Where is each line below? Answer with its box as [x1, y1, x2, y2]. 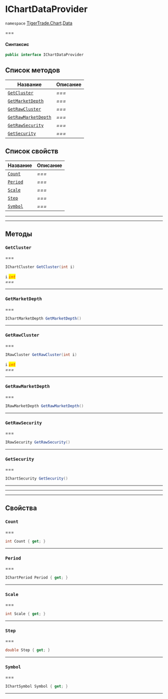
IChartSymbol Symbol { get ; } [5, 684, 68, 689]
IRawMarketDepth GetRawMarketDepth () [5, 403, 84, 408]
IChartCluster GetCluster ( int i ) [5, 264, 75, 269]
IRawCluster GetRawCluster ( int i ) [5, 352, 77, 357]
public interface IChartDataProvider [5, 52, 84, 57]
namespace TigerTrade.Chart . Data [5, 20, 72, 26]
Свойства [5, 504, 37, 512]
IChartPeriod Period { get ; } [5, 575, 68, 580]
